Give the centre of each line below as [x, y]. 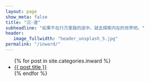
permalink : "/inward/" [33, 45]
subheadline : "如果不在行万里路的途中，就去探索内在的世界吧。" [75, 28]
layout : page [21, 11]
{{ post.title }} [30, 67]
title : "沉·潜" [23, 22]
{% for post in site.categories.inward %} [62, 61]
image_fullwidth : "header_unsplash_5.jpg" [65, 39]
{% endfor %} [31, 73]
